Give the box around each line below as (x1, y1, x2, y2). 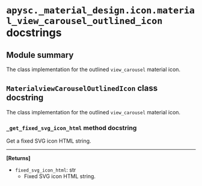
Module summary (6, 50, 74, 60)
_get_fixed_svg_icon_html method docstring (6, 123, 137, 132)
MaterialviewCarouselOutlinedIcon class (6, 83, 158, 93)
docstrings (6, 26, 62, 40)
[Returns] (6, 155, 31, 162)
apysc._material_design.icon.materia (6, 5, 195, 16)
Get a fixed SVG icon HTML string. (6, 137, 91, 144)
